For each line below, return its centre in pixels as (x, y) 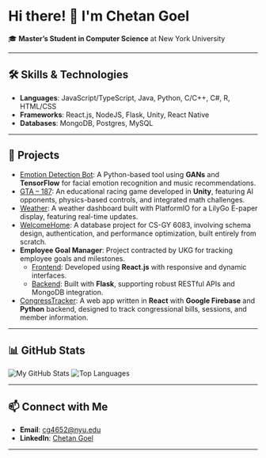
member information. (54, 317)
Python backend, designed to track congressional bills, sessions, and (133, 308)
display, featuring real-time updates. (79, 216)
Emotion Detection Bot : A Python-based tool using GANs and (120, 174)
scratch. (33, 241)
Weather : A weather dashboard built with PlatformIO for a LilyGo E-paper (139, 208)
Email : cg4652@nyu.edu (60, 430)
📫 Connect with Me (58, 407)
